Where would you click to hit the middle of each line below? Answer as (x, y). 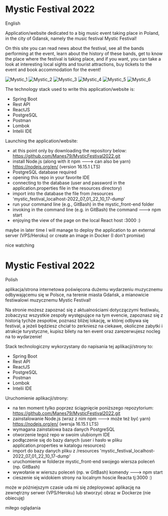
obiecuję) (15, 498)
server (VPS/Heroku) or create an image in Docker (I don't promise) (75, 235)
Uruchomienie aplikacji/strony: (37, 398)
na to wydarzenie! (24, 336)
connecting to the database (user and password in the (69, 183)
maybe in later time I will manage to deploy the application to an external (80, 230)
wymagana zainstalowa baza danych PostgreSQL (64, 429)
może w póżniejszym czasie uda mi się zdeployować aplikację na (73, 487)
